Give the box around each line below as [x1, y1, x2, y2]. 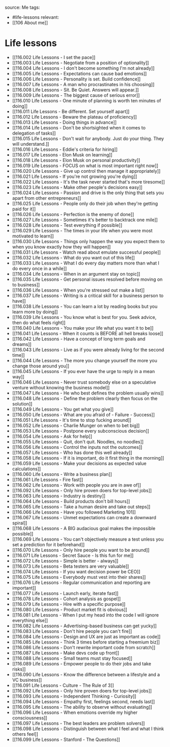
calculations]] [12, 466, 41, 472]
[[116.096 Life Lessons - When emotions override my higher [12, 709, 138, 715]
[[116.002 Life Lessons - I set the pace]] [12, 54, 96, 60]
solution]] [12, 401, 33, 407]
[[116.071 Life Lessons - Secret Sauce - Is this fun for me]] [12, 552, 134, 558]
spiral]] [12, 520, 27, 526]
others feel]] [12, 731, 39, 737]
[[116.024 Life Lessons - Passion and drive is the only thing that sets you [12, 190, 164, 196]
